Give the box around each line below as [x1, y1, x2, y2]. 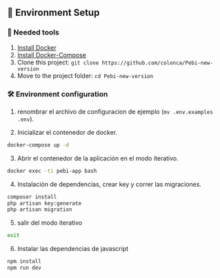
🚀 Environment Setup [7, 7, 100, 19]
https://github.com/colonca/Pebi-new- [101, 59, 214, 66]
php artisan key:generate [7, 200, 81, 207]
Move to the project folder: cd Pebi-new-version [17, 71, 154, 80]
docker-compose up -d [7, 141, 70, 149]
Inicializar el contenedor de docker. [17, 128, 118, 136]
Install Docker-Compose [17, 50, 87, 59]
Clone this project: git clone [17, 58, 99, 66]
